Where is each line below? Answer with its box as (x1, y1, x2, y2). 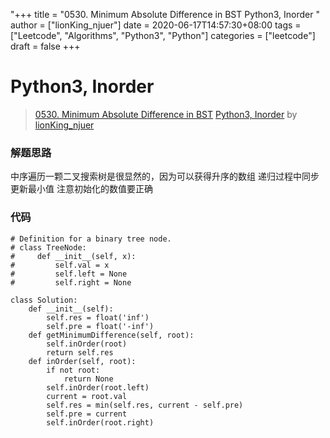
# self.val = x (10, 260, 110, 270)
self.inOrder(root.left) (46, 382, 150, 393)
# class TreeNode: (10, 242, 87, 253)
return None (63, 374, 114, 384)
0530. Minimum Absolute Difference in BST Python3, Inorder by (34, 108, 298, 120)
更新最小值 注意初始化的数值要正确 (10, 183, 153, 195)
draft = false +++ (10, 40, 81, 52)
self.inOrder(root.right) (46, 417, 155, 428)
